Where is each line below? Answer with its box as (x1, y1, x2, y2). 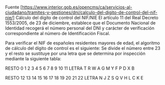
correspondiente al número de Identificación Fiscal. (5, 31, 110, 36)
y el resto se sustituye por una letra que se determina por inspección (5, 50, 146, 56)
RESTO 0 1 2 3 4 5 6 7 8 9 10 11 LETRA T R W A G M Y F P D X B (5, 65, 135, 71)
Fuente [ (5, 4, 22, 10)
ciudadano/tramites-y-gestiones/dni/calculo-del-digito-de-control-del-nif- (5, 9, 158, 15)
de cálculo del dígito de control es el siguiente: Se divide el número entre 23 (5, 45, 161, 51)
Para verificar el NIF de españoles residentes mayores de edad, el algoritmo (5, 40, 160, 46)
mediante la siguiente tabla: (5, 56, 61, 61)
